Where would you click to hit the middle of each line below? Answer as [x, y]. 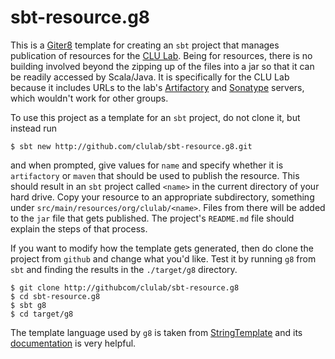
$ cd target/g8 [42, 314]
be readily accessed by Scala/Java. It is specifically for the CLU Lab [150, 77]
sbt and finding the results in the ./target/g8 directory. [124, 269]
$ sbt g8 [28, 305]
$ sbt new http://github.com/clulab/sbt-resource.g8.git [131, 146]
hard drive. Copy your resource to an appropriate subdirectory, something [162, 197]
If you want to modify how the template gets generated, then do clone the [162, 248]
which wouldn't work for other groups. [89, 98]
